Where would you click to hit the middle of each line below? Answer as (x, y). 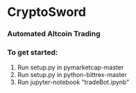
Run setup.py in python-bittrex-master (72, 75)
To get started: (33, 53)
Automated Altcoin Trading (54, 34)
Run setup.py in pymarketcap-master (70, 67)
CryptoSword (47, 12)
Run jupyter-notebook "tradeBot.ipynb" (73, 82)
